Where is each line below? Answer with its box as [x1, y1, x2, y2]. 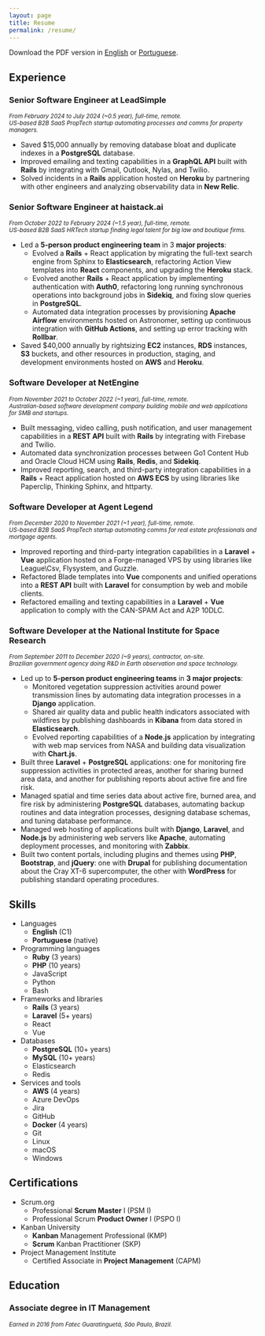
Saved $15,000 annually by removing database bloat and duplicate [20, 140, 237, 150]
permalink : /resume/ [9, 26, 77, 34]
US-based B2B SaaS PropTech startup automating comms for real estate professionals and [9, 526, 257, 533]
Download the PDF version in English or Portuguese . [9, 48, 179, 58]
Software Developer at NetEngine [9, 377, 140, 388]
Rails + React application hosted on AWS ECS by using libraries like [20, 473, 240, 482]
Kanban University [20, 1222, 81, 1232]
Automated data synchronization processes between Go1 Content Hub [20, 447, 248, 458]
